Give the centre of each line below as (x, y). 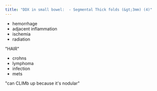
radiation (21, 39)
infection (21, 68)
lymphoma (23, 63)
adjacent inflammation (35, 29)
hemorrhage (25, 23)
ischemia (21, 34)
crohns (19, 58)
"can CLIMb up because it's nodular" (42, 83)
